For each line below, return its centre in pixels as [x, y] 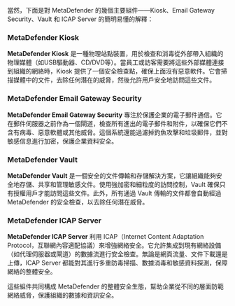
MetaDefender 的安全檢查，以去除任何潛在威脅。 [78, 202]
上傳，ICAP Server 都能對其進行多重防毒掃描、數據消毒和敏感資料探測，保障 [117, 263]
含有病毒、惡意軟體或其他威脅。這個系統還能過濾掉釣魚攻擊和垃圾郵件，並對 [117, 132]
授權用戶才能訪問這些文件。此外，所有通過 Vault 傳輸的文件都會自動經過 [117, 193]
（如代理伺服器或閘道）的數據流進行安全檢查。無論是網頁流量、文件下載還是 [117, 254]
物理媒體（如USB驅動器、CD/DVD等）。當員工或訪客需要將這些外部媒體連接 [116, 62]
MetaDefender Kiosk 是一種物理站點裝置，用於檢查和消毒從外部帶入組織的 [115, 54]
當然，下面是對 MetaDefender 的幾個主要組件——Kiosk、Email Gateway [111, 10]
